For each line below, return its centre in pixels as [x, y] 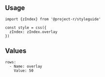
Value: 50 [24, 70]
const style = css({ [26, 28]
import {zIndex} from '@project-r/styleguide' [53, 19]
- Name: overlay [26, 66]
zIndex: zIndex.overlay [33, 32]
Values [16, 51]
